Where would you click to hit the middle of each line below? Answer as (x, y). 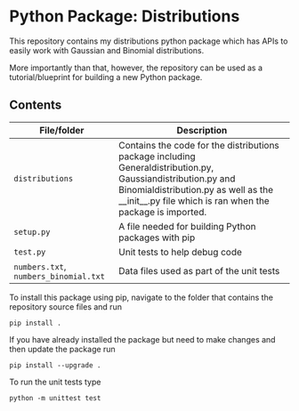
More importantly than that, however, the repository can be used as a (136, 68)
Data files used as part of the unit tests (199, 270)
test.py (30, 252)
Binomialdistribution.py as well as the (196, 189)
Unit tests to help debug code (181, 252)
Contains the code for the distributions (199, 145)
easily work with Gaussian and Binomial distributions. (107, 50)
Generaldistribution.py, (166, 167)
